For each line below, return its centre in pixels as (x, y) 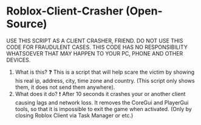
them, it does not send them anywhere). (65, 87)
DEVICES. (19, 60)
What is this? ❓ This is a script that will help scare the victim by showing (105, 72)
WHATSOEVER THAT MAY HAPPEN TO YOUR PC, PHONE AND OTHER (95, 53)
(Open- (144, 11)
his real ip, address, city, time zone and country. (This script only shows (105, 80)
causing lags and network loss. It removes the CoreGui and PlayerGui (102, 102)
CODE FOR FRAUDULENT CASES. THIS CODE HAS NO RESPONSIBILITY (97, 47)
